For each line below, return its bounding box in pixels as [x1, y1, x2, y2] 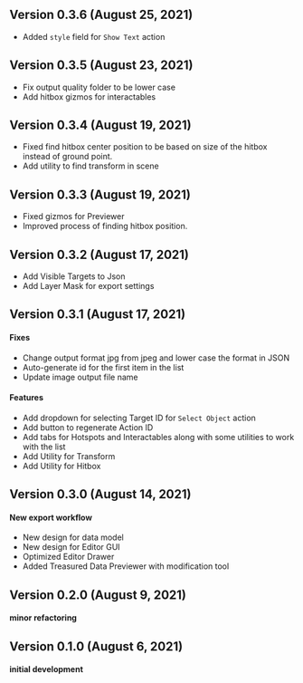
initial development [9, 664, 84, 675]
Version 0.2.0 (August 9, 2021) [9, 587, 187, 602]
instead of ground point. [22, 151, 113, 162]
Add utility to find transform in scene [22, 160, 160, 171]
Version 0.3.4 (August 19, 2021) [9, 118, 192, 133]
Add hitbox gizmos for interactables [22, 91, 156, 102]
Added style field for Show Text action [22, 31, 166, 42]
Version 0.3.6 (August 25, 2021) [9, 7, 194, 23]
